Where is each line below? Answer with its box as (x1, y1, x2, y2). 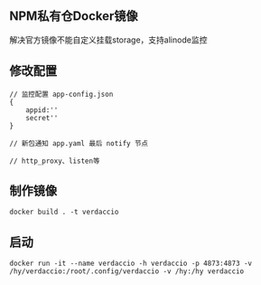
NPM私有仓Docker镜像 (9, 8, 138, 24)
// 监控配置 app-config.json (9, 90, 114, 99)
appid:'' (25, 105, 59, 115)
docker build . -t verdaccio (9, 207, 119, 217)
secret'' (25, 113, 59, 122)
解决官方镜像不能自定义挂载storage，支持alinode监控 (9, 34, 208, 45)
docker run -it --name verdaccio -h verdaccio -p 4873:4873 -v (9, 259, 253, 269)
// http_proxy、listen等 (9, 157, 100, 166)
